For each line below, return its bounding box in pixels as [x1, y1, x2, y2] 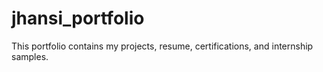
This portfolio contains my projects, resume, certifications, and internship [11, 40, 314, 52]
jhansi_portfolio [11, 7, 145, 30]
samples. [11, 50, 49, 62]
